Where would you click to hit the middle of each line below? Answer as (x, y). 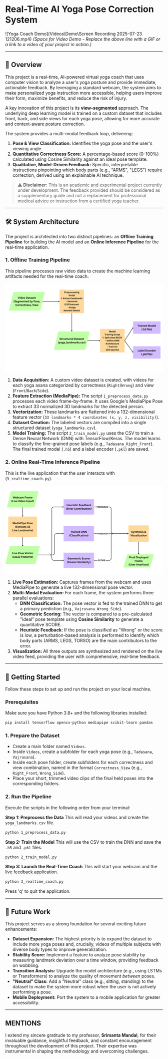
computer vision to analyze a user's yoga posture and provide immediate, (81, 82)
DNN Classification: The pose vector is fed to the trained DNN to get (91, 603)
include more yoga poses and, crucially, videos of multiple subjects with (87, 944)
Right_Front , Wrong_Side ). (39, 773)
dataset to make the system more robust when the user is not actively (84, 987)
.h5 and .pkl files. (24, 847)
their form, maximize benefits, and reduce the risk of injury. (66, 98)
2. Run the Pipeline (28, 797)
